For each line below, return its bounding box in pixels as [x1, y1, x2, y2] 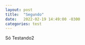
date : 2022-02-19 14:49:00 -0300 [5, 16, 80, 21]
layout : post [5, 7, 33, 12]
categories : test [5, 21, 42, 26]
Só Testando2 [5, 35, 34, 41]
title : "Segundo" [5, 12, 44, 17]
